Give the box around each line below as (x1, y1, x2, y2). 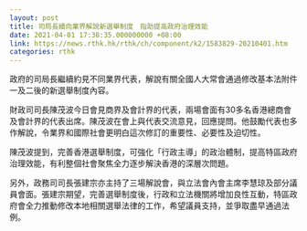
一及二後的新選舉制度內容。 (9, 85, 114, 96)
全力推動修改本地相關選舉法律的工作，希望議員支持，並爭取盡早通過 (25, 200, 281, 211)
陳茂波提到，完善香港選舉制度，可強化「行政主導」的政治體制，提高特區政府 (9, 147, 298, 158)
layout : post (9, 13, 59, 23)
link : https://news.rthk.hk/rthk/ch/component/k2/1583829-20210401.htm (9, 38, 288, 48)
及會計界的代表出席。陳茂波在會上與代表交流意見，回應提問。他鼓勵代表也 (9, 116, 290, 127)
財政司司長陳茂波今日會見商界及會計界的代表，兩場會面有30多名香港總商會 (9, 104, 292, 115)
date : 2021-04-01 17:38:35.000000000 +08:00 (9, 30, 182, 39)
